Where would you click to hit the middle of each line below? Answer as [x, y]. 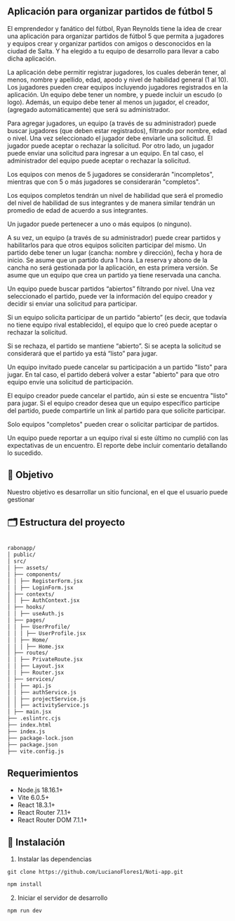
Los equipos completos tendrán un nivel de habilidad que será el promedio [115, 195]
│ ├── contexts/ [31, 594]
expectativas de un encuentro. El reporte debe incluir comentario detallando [117, 445]
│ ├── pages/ [26, 620]
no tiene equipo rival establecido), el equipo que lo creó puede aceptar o [113, 325]
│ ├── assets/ [28, 568]
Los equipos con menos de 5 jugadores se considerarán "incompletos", [110, 174]
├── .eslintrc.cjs [34, 719]
